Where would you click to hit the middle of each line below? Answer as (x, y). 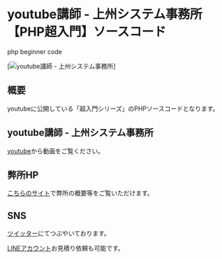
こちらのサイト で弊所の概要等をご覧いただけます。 (80, 193)
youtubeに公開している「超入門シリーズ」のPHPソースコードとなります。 (113, 108)
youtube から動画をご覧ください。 (56, 150)
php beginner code (35, 51)
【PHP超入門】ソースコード (87, 32)
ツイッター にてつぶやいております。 (59, 233)
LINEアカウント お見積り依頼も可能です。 (66, 248)
